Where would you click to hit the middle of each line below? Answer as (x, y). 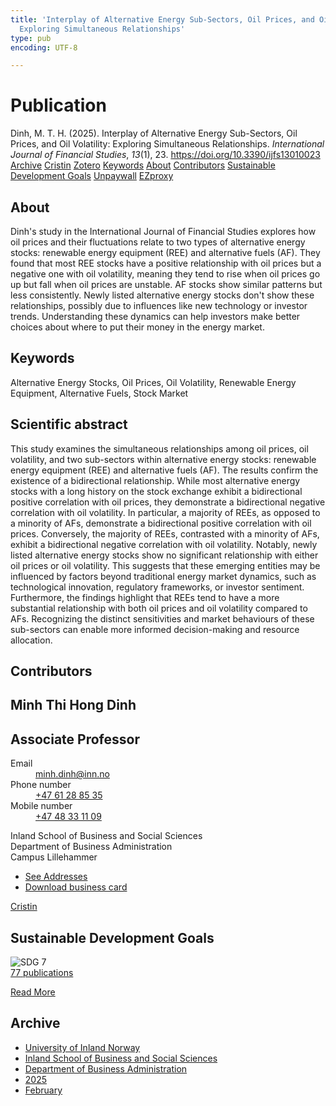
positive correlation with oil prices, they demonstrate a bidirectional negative (168, 502)
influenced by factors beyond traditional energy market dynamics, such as (163, 576)
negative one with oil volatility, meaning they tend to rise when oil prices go (165, 274)
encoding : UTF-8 (44, 47)
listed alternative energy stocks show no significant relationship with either (164, 555)
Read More (33, 992)
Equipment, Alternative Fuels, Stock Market (99, 393)
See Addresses (56, 877)
